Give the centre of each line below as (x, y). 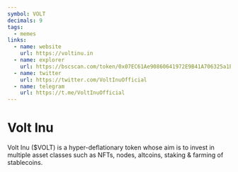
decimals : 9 (25, 21)
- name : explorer (39, 60)
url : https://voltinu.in (57, 54)
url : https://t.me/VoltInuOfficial (73, 93)
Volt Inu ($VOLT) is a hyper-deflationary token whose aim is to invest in (111, 148)
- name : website (38, 47)
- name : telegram (39, 86)
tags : (15, 27)
